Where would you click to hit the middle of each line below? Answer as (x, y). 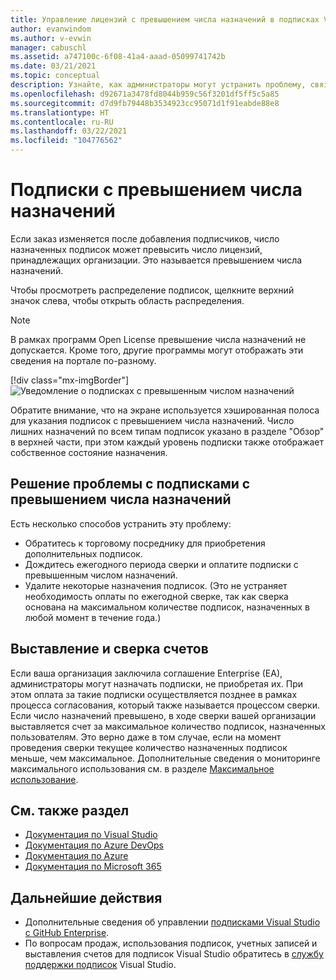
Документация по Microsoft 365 (93, 867)
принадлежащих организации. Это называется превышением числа (156, 260)
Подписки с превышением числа (156, 190)
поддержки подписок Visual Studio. (100, 965)
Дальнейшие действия (86, 897)
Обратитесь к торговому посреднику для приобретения (145, 543)
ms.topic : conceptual (55, 76)
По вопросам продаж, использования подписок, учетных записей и (171, 943)
